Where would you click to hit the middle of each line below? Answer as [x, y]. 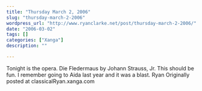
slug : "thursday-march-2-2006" [46, 18]
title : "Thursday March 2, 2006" [49, 12]
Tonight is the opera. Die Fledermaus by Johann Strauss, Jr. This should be [100, 68]
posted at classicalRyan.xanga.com [51, 81]
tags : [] [17, 35]
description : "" [27, 46]
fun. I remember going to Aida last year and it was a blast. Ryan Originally [98, 75]
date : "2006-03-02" [31, 29]
